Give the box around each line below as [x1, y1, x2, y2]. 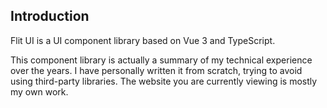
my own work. [10, 85, 69, 98]
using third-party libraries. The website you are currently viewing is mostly [10, 75, 318, 87]
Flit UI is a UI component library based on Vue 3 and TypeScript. [10, 34, 276, 46]
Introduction [10, 8, 90, 25]
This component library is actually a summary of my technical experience [10, 54, 313, 66]
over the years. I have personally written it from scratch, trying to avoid [10, 64, 303, 76]
